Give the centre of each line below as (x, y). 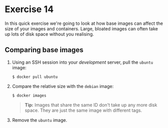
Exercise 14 (29, 9)
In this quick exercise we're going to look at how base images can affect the (84, 23)
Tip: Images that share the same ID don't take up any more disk (91, 105)
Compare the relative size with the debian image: (63, 86)
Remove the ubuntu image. (39, 120)
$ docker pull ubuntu (35, 77)
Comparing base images (44, 50)
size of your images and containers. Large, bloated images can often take (81, 28)
